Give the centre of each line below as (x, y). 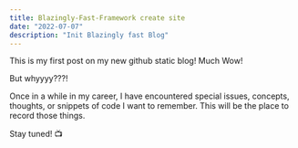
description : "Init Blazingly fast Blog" (89, 35)
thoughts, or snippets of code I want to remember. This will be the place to (149, 106)
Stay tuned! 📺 (36, 134)
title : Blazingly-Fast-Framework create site (97, 18)
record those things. (47, 116)
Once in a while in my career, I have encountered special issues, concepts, (149, 96)
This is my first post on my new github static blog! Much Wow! (126, 61)
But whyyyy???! (39, 79)
